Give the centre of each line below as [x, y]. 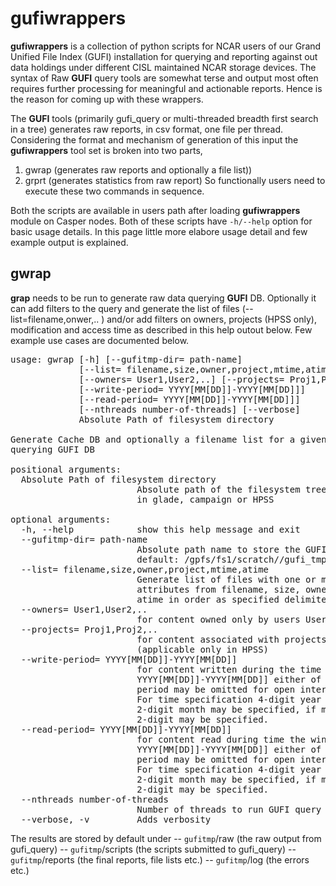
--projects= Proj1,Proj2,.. [89, 629]
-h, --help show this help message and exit [160, 529]
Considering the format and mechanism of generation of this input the [154, 139]
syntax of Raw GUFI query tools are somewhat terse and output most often [164, 78]
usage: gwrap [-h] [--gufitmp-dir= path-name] [126, 359]
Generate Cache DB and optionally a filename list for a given [168, 439]
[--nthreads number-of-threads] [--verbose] [189, 409]
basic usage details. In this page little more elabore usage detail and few [159, 231]
